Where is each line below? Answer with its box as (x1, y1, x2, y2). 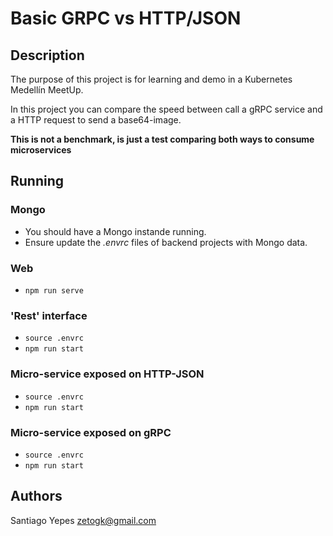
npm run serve (24, 285, 84, 296)
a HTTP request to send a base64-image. (10, 114, 182, 126)
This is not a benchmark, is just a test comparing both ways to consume (10, 133, 315, 145)
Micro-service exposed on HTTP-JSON (10, 367, 205, 381)
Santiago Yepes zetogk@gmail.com (10, 514, 157, 526)
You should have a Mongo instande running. (24, 225, 207, 237)
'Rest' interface (10, 308, 88, 322)
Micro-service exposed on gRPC (10, 425, 172, 439)
